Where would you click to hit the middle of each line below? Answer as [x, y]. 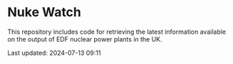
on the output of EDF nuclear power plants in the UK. [85, 39]
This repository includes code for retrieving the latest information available [117, 32]
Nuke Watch [45, 12]
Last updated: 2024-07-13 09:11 [54, 53]
